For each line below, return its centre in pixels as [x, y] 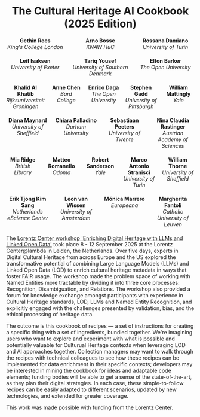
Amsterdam [76, 218]
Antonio [139, 166]
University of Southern [100, 68]
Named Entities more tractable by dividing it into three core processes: [93, 283]
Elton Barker [166, 61]
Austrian [173, 133]
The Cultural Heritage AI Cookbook [100, 11]
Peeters [124, 127]
